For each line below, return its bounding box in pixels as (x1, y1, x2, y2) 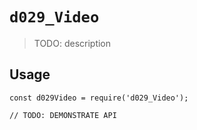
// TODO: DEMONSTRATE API (9, 110, 117, 120)
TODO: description (33, 37, 112, 49)
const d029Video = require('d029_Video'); (9, 93, 189, 103)
